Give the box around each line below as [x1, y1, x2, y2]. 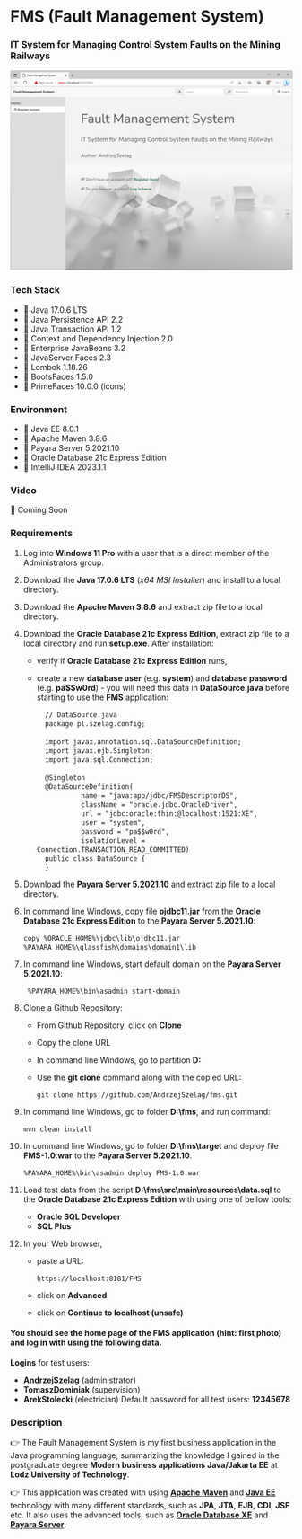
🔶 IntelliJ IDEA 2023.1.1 [22, 461, 107, 473]
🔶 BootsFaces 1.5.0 [22, 371, 93, 382]
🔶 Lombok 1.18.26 [22, 361, 88, 372]
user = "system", [81, 818, 146, 827]
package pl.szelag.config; [44, 719, 146, 729]
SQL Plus [36, 1220, 72, 1232]
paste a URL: [36, 1255, 84, 1266]
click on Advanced [36, 1289, 108, 1300]
